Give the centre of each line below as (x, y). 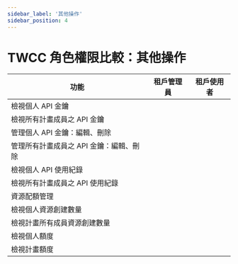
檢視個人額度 (33, 236)
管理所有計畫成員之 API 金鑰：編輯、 (72, 146)
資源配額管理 (33, 197)
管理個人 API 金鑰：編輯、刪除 (61, 133)
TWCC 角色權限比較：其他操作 (97, 58)
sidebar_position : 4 (38, 21)
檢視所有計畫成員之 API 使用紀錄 (65, 183)
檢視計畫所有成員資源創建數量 (61, 223)
